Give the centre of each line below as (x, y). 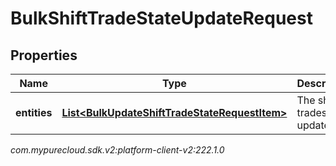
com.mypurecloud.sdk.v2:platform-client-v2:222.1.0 (117, 150)
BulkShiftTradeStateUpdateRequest (161, 18)
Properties (44, 55)
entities (34, 112)
